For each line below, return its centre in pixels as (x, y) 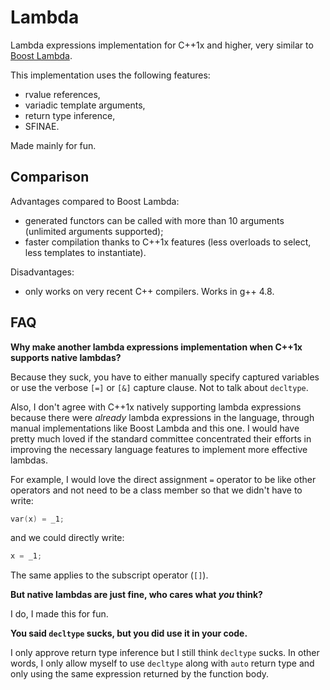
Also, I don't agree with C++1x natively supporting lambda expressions (156, 407)
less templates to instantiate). (85, 252)
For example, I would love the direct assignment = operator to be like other (163, 479)
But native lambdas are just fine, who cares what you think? (136, 595)
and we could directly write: (67, 538)
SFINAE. (42, 126)
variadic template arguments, (85, 105)
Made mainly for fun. (53, 145)
